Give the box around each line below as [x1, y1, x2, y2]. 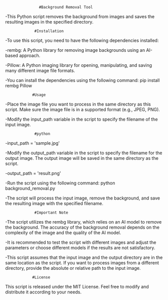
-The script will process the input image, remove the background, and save [5, 195, 160, 201]
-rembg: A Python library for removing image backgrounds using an [5, 47, 145, 53]
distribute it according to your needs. [5, 289, 82, 295]
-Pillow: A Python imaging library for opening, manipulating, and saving [5, 62, 152, 68]
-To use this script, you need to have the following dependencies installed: [5, 38, 159, 43]
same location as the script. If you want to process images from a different [5, 260, 159, 266]
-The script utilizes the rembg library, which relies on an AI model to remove [5, 219, 162, 225]
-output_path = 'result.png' [5, 170, 61, 176]
